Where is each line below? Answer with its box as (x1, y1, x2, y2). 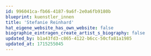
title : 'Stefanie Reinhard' (5, 19, 75, 25)
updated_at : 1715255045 (5, 41, 64, 47)
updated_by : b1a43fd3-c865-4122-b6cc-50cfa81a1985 (5, 36, 132, 41)
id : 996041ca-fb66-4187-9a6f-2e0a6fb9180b (5, 8, 111, 15)
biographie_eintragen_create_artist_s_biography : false (5, 30, 145, 36)
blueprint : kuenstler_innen (5, 14, 75, 20)
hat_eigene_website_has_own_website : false (5, 24, 114, 31)
